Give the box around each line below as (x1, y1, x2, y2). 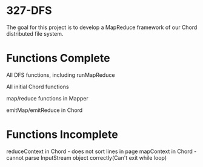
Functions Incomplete (6, 128, 118, 142)
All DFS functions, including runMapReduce (6, 71, 115, 79)
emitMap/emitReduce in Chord (6, 106, 83, 114)
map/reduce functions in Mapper (6, 94, 89, 102)
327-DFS (6, 4, 53, 18)
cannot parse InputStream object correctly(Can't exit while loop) (6, 154, 167, 161)
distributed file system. (6, 30, 64, 37)
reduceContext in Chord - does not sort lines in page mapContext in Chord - (6, 148, 197, 155)
